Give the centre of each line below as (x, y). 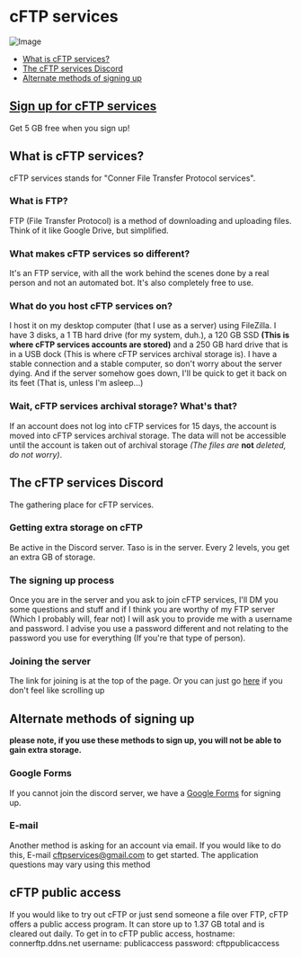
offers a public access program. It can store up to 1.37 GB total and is (137, 924)
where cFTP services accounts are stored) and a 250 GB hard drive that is (149, 344)
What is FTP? (39, 201)
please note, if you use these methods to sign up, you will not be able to (145, 740)
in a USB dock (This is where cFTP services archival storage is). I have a (143, 354)
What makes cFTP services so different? (100, 254)
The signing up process (62, 580)
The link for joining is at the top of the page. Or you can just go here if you (146, 681)
